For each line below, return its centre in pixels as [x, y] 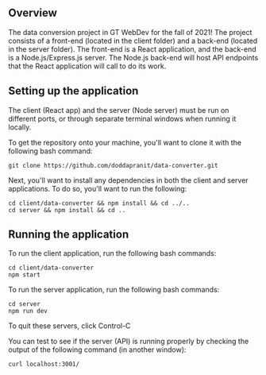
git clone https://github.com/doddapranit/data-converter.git [113, 165]
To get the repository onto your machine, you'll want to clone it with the [125, 142]
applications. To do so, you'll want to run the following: [98, 188]
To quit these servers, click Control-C [69, 326]
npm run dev [28, 311]
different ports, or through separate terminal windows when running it [122, 118]
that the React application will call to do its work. [87, 66]
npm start [25, 275]
